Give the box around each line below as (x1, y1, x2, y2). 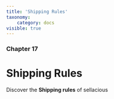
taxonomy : (6, 14, 31, 20)
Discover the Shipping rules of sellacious (6, 87, 109, 94)
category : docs (17, 20, 55, 25)
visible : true (6, 25, 42, 31)
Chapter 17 (6, 45, 38, 53)
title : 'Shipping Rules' (6, 8, 68, 15)
